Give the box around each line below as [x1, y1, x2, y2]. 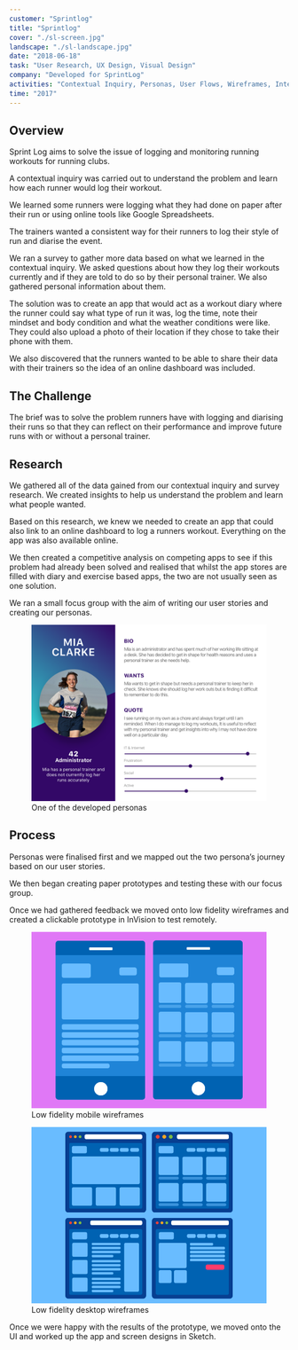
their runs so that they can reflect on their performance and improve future [9, 421, 282, 432]
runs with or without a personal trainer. [9, 431, 151, 442]
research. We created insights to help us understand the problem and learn [9, 490, 284, 500]
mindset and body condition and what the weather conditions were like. [9, 318, 271, 328]
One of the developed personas [31, 803, 148, 813]
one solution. [9, 581, 57, 592]
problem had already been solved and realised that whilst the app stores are [9, 561, 287, 572]
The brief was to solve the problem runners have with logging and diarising [9, 412, 284, 423]
